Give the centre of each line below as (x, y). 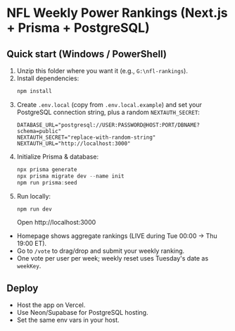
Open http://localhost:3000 (56, 223)
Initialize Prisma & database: (58, 156)
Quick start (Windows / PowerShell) (87, 54)
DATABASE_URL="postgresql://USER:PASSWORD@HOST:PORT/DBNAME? (108, 125)
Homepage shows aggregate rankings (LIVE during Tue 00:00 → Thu (117, 236)
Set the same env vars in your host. (68, 320)
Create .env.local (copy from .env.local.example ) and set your (109, 104)
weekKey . (29, 266)
